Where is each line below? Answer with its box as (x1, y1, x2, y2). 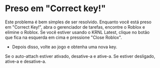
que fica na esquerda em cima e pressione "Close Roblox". (5, 34, 122, 40)
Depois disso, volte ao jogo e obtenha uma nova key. (12, 44, 117, 50)
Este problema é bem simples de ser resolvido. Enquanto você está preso (5, 19, 152, 25)
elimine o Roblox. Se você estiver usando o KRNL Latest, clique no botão (5, 29, 150, 35)
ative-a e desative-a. (5, 58, 46, 64)
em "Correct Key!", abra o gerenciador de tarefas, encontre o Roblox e (5, 24, 145, 30)
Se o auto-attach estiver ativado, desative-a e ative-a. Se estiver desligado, (5, 53, 156, 59)
